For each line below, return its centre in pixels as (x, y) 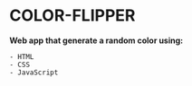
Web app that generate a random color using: (96, 40)
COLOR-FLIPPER (72, 16)
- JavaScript (34, 73)
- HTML (22, 56)
